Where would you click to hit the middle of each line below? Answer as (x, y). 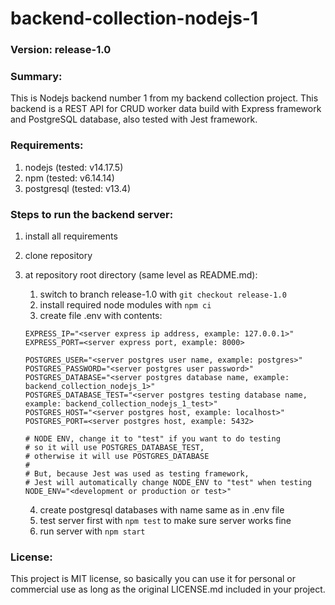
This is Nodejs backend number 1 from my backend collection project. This (164, 98)
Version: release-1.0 (61, 50)
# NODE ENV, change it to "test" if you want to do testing (152, 439)
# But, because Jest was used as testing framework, (137, 474)
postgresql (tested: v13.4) (78, 188)
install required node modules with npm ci (125, 305)
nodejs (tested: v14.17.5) (74, 167)
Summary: (36, 77)
